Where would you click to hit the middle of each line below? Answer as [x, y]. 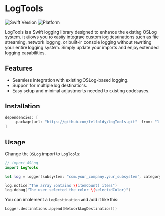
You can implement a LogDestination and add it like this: [62, 200]
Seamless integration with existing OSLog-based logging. [70, 80]
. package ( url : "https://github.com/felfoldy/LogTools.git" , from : [83, 122]
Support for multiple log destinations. [50, 85]
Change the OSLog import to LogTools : [43, 154]
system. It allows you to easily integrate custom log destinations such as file [82, 37]
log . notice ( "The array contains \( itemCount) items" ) [61, 185]
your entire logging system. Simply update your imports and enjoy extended [82, 47]
